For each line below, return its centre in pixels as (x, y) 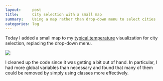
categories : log (22, 24)
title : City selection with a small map (53, 14)
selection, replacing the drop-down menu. (49, 43)
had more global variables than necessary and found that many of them (79, 67)
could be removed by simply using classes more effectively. (67, 73)
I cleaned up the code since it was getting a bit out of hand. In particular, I (81, 62)
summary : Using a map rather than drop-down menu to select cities (80, 19)
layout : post (23, 10)
